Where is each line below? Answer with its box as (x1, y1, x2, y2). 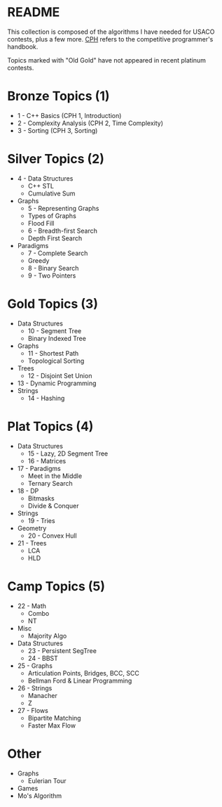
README (7, 4, 60, 20)
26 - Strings (17, 683, 53, 692)
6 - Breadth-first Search (27, 226, 98, 235)
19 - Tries (27, 516, 55, 524)
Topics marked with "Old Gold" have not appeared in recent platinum (7, 56, 207, 64)
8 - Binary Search (27, 264, 79, 272)
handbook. (7, 42, 39, 51)
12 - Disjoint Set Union (27, 371, 92, 380)
